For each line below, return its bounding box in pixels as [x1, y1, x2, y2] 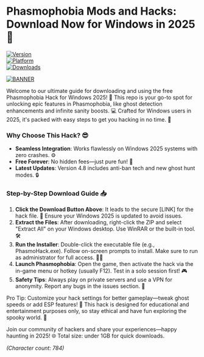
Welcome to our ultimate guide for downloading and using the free [6, 87, 173, 94]
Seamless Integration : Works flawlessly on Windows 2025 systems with [15, 145, 198, 152]
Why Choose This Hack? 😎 [6, 131, 89, 139]
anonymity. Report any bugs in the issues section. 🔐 [15, 282, 146, 290]
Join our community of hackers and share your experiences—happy [6, 325, 177, 333]
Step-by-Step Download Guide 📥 [6, 190, 107, 198]
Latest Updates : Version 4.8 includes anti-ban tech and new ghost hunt [15, 164, 195, 172]
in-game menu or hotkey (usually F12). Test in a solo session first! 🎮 [15, 267, 188, 274]
